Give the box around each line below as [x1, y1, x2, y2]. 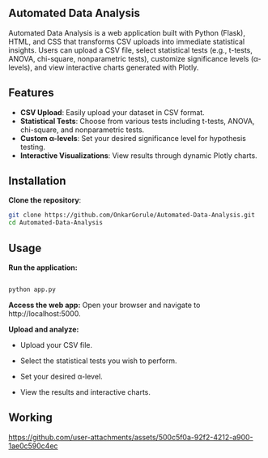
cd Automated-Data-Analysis [8, 219, 104, 227]
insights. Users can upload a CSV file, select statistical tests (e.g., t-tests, [8, 45, 253, 55]
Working [8, 411, 53, 425]
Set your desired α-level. [19, 371, 103, 381]
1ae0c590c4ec [8, 441, 58, 451]
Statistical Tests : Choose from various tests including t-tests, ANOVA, [19, 116, 255, 126]
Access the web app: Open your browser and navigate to [8, 300, 201, 310]
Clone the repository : [8, 195, 82, 205]
